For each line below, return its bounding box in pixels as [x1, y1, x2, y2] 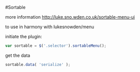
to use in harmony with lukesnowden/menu [5, 24, 94, 30]
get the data [5, 52, 31, 58]
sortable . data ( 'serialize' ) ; [5, 62, 71, 67]
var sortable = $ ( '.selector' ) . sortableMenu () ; [5, 43, 107, 48]
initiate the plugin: [5, 34, 42, 39]
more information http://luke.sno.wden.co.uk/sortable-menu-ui [5, 14, 135, 20]
